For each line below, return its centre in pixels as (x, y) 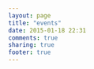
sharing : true (32, 45)
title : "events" (35, 23)
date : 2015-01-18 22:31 (47, 30)
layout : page (30, 15)
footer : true (30, 52)
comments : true (33, 38)
